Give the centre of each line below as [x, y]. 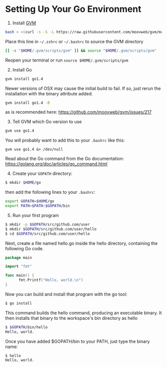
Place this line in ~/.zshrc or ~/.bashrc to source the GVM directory [74, 41]
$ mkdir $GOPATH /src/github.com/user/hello [51, 229]
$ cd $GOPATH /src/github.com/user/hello [48, 234]
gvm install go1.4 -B [28, 103]
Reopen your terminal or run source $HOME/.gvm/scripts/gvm [67, 60]
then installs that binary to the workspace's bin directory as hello [71, 318]
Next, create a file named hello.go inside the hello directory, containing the [82, 243]
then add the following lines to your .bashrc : [50, 192]
